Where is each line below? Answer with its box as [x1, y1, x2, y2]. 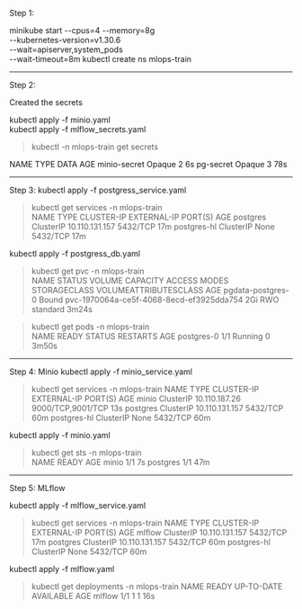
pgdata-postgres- [223, 285, 290, 295]
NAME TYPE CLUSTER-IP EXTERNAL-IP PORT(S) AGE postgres [31, 211, 267, 222]
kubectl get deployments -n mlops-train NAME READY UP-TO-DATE [31, 581, 283, 592]
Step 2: [9, 80, 36, 90]
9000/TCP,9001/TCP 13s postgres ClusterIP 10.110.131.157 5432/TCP [31, 403, 284, 413]
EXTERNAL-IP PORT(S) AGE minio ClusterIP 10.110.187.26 [31, 393, 241, 404]
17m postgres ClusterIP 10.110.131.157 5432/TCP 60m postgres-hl [31, 537, 271, 547]
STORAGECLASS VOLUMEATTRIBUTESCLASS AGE [31, 285, 222, 295]
